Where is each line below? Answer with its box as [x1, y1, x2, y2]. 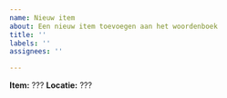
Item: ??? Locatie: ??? [9, 80, 93, 91]
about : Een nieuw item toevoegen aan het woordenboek [9, 22, 219, 31]
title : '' [9, 30, 47, 39]
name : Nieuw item [9, 13, 76, 23]
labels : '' [9, 38, 51, 48]
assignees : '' [9, 47, 64, 56]
